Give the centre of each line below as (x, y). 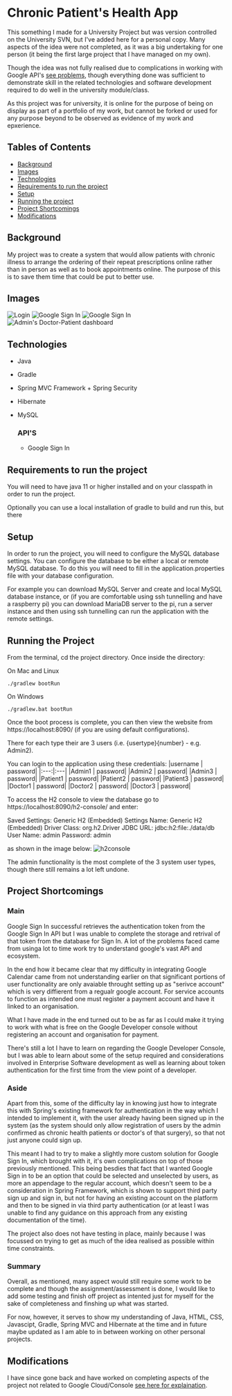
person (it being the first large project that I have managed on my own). (109, 54)
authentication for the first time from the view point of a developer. (102, 1070)
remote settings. (30, 619)
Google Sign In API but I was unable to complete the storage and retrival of (114, 934)
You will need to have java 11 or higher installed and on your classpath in (110, 487)
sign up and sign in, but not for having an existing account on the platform (113, 1198)
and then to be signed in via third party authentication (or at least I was (108, 1205)
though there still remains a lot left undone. (68, 869)
